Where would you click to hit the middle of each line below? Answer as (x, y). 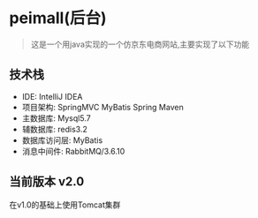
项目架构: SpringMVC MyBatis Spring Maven (102, 107)
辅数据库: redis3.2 (55, 129)
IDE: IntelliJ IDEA (52, 96)
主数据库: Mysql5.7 (56, 118)
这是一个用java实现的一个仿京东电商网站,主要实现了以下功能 (140, 44)
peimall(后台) (58, 18)
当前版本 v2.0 (47, 182)
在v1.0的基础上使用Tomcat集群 (65, 205)
